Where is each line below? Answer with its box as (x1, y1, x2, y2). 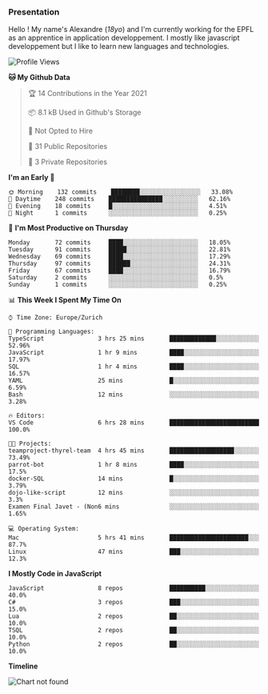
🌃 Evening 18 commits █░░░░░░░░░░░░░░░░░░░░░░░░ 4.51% (8, 203, 227, 211)
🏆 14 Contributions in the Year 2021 (27, 89, 147, 98)
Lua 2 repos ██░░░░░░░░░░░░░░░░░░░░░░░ (8, 612, 260, 620)
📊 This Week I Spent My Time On (8, 295, 122, 305)
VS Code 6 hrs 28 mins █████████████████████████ (8, 419, 260, 427)
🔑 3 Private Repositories (27, 157, 108, 166)
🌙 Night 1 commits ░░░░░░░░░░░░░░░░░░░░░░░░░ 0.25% (8, 209, 227, 218)
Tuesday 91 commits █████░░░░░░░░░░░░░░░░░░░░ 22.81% (8, 246, 230, 254)
